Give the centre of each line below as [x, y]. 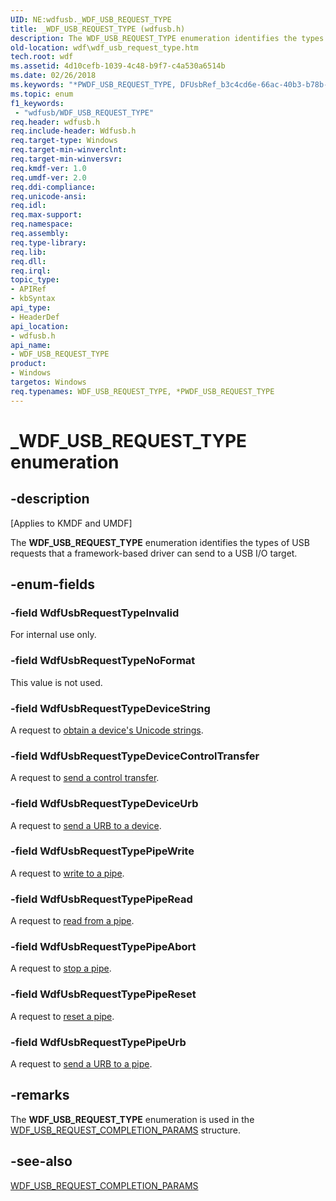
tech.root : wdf [42, 57]
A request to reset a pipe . [62, 1016]
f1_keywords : [37, 103]
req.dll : [28, 261]
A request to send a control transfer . [85, 778]
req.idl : [28, 206]
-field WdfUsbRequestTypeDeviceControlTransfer [135, 756]
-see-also [41, 1161]
